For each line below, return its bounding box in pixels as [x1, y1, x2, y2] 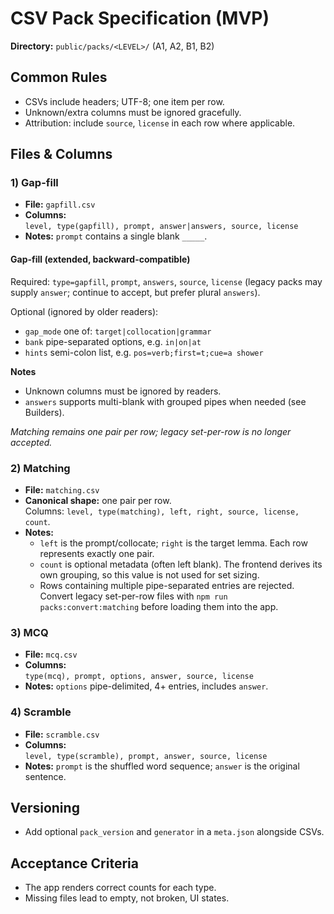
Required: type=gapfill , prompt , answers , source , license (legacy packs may [10, 275, 323, 287]
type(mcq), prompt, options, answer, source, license [24, 672, 254, 682]
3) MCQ [10, 625, 49, 639]
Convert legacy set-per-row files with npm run [39, 590, 228, 602]
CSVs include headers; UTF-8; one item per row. [24, 95, 225, 107]
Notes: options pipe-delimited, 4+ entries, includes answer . [24, 680, 269, 692]
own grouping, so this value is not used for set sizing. [39, 568, 260, 581]
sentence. [24, 770, 67, 782]
